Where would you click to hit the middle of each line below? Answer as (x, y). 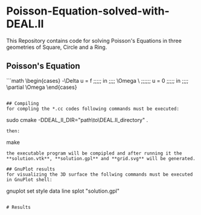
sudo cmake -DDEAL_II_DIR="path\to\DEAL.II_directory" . (77, 120)
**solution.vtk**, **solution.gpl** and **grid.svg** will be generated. (101, 158)
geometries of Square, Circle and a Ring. (57, 47)
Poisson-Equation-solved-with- (88, 11)
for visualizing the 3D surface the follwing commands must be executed (100, 174)
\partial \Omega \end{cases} (42, 87)
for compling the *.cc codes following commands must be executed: (93, 109)
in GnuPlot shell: (29, 179)
